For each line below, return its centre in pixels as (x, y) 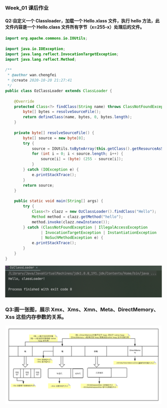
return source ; (39, 185)
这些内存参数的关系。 (41, 317)
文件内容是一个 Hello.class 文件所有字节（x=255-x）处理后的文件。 (75, 27)
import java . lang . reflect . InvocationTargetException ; (62, 54)
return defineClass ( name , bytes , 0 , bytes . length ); (78, 117)
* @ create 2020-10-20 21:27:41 (40, 81)
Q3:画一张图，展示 (28, 309)
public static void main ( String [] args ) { (59, 201)
